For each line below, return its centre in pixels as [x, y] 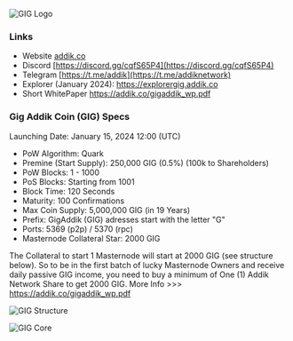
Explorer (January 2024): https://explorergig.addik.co [120, 84]
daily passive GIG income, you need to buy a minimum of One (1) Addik [139, 274]
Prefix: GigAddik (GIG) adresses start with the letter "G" [124, 219]
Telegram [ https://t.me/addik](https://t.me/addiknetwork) [127, 75]
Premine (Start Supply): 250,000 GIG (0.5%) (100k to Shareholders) [145, 163]
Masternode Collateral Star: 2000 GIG [91, 238]
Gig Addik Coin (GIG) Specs [70, 117]
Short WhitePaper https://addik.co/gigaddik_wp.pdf [116, 94]
